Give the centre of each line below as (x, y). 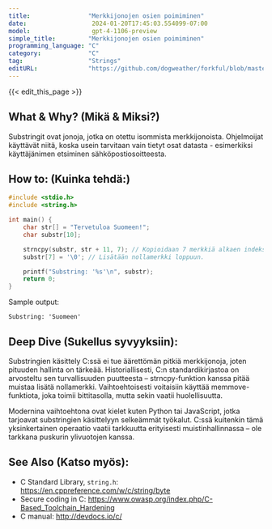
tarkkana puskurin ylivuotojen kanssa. (72, 437)
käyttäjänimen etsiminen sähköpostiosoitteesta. (88, 154)
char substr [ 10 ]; (52, 235)
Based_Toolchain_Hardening (67, 507)
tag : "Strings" (65, 61)
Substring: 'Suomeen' (45, 317)
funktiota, (24, 395)
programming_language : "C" (54, 46)
